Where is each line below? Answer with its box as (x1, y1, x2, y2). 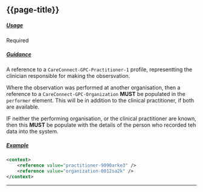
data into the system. (6, 128, 59, 135)
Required (6, 37, 29, 44)
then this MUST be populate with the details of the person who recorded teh (6, 121, 196, 129)
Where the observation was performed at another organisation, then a (6, 84, 181, 91)
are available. (6, 103, 40, 110)
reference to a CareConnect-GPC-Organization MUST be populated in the (6, 91, 185, 98)
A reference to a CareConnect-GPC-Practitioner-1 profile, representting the (6, 66, 192, 73)
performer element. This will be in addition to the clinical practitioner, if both (6, 97, 195, 104)
